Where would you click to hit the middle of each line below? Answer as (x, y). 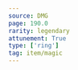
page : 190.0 (28, 23)
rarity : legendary (39, 31)
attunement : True (37, 38)
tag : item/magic (35, 53)
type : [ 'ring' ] (34, 46)
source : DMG (28, 16)
